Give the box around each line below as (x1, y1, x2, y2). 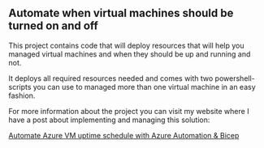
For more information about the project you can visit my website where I (8, 106, 249, 116)
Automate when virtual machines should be (8, 6, 234, 20)
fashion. (8, 91, 36, 100)
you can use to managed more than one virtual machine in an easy (32, 82, 256, 91)
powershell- (214, 73, 256, 83)
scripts (8, 82, 32, 91)
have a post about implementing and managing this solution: (8, 115, 210, 125)
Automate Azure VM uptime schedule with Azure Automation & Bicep (8, 130, 240, 140)
